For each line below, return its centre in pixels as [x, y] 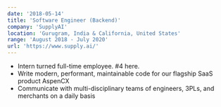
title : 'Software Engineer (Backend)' [64, 20]
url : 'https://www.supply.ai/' [53, 46]
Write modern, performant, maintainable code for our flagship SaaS [115, 73]
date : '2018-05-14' [36, 14]
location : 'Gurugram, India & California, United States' [94, 33]
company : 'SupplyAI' [38, 27]
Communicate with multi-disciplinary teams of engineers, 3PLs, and [116, 88]
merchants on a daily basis [56, 96]
